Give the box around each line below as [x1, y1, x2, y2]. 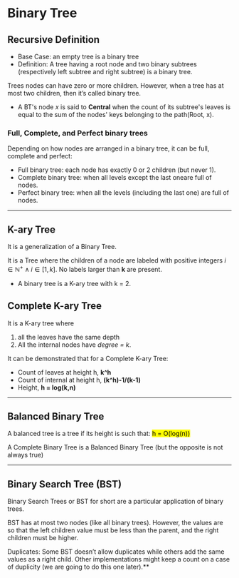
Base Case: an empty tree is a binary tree [17, 52, 139, 61]
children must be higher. [7, 534, 79, 542]
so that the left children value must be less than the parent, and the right [7, 526, 219, 534]
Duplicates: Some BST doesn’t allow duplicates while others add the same [7, 547, 225, 556]
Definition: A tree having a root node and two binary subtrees [17, 60, 197, 69]
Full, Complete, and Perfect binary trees [7, 128, 148, 138]
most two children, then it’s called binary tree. [7, 89, 141, 97]
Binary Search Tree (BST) [7, 478, 122, 490]
